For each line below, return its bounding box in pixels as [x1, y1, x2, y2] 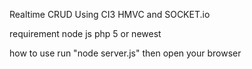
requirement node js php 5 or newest [9, 28, 162, 39]
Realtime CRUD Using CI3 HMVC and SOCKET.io [9, 9, 211, 20]
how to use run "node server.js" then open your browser [9, 47, 242, 59]
